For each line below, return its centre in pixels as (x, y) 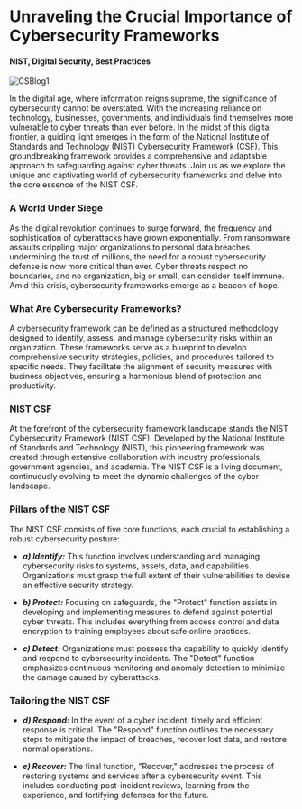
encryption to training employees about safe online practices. (136, 631)
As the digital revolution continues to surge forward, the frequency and (141, 228)
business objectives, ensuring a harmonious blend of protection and (136, 376)
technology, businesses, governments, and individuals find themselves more (151, 118)
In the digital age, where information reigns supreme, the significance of (143, 99)
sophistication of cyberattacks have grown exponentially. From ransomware (150, 237)
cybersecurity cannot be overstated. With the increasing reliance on (136, 108)
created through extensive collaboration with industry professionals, (136, 458)
